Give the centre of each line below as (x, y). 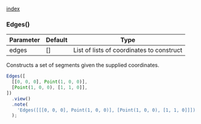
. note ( (20, 104)
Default (56, 40)
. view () (21, 99)
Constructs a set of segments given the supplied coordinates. (83, 65)
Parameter (25, 40)
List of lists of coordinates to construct (128, 50)
